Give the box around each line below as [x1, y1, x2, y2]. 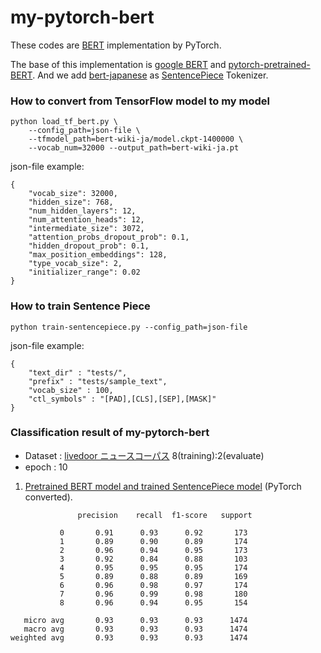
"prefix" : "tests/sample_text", [28, 376, 168, 386]
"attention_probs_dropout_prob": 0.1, [28, 232, 190, 243]
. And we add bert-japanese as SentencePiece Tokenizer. [32, 69, 269, 81]
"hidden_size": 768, [28, 197, 114, 208]
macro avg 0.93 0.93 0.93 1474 [23, 624, 248, 634]
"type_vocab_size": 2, [28, 259, 123, 269]
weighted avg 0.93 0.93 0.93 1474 [10, 632, 248, 643]
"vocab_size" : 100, [28, 385, 114, 395]
